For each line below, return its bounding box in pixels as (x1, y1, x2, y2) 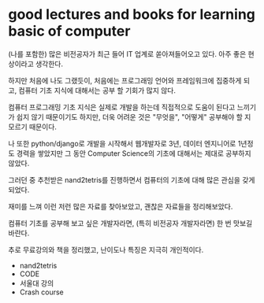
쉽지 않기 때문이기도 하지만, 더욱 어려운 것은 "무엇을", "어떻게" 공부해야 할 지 (16, 112, 251, 121)
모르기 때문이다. (8, 122, 58, 131)
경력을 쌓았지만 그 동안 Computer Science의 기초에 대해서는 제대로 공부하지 (16, 148, 251, 158)
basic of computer (8, 22, 131, 40)
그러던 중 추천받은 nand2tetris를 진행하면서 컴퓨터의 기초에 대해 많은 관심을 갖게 (8, 175, 255, 184)
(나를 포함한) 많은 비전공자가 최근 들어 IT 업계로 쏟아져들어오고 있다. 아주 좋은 (8, 49, 247, 58)
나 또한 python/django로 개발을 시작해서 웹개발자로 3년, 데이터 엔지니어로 (8, 139, 236, 148)
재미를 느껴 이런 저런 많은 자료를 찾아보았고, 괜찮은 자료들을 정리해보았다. (8, 201, 233, 211)
